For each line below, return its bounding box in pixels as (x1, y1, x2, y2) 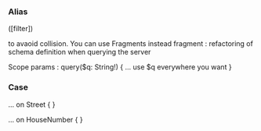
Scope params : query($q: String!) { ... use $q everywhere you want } (8, 62, 233, 72)
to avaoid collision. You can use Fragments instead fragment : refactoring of (8, 39, 253, 48)
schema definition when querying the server (8, 48, 151, 57)
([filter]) (8, 24, 34, 34)
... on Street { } (8, 100, 56, 109)
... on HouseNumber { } (8, 115, 84, 124)
